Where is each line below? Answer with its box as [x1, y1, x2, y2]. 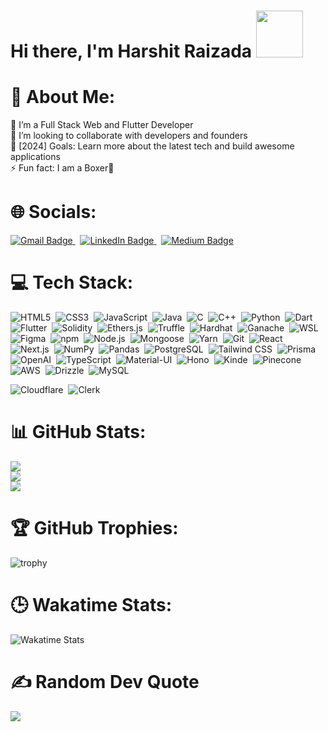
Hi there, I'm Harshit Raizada [10, 40, 253, 63]
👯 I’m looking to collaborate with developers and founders [10, 130, 248, 142]
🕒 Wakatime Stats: [10, 594, 173, 617]
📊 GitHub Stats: [10, 421, 147, 444]
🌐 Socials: [10, 201, 97, 224]
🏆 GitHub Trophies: [10, 517, 179, 540]
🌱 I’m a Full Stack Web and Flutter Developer [10, 119, 194, 131]
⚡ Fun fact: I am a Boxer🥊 [10, 162, 115, 174]
